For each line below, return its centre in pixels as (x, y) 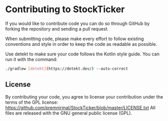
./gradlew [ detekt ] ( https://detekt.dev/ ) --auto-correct (67, 69)
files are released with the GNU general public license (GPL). (69, 113)
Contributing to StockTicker (65, 9)
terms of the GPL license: (32, 102)
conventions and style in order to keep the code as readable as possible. (81, 44)
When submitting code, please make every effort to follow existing (75, 39)
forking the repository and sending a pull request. (57, 28)
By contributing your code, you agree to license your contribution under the (84, 97)
